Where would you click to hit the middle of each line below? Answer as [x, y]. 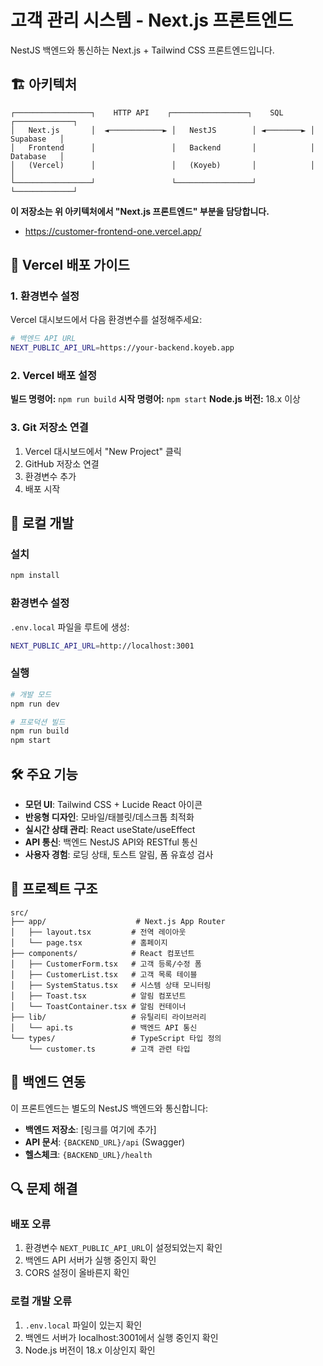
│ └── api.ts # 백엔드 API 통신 [104, 1027]
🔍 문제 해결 [44, 1189]
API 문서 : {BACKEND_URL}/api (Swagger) [105, 1142]
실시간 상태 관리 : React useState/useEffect [110, 829]
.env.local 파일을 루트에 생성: [70, 627]
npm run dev [35, 704]
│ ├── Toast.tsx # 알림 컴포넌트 [98, 996]
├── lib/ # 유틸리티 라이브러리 [108, 1017]
